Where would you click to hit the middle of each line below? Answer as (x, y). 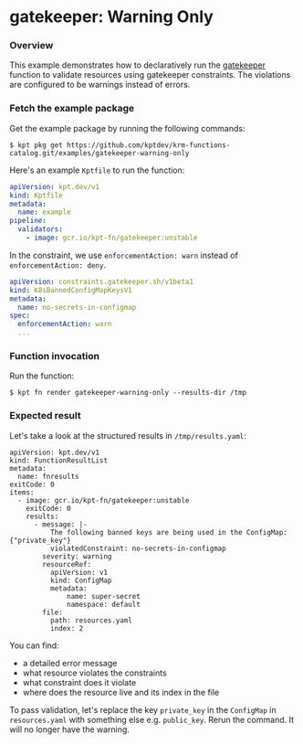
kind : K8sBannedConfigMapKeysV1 (71, 290)
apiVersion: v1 (78, 572)
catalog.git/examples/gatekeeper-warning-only (99, 153)
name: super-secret (104, 596)
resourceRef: (67, 564)
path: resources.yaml (91, 620)
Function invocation (55, 356)
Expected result (45, 416)
